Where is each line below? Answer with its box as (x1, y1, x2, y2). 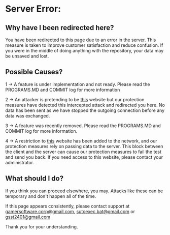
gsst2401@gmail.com (5, 214, 51, 220)
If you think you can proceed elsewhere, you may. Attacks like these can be (5, 188, 163, 194)
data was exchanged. (5, 112, 50, 119)
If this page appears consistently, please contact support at (5, 203, 130, 209)
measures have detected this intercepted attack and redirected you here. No (5, 102, 165, 108)
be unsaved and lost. (5, 53, 49, 59)
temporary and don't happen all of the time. (5, 193, 96, 199)
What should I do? (5, 174, 64, 183)
